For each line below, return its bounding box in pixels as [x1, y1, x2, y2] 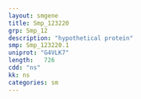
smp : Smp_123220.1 [8, 42, 69, 49]
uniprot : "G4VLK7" [8, 49, 69, 57]
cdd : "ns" [8, 64, 41, 72]
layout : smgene [8, 11, 59, 20]
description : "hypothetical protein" [8, 34, 134, 42]
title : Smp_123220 [8, 19, 69, 27]
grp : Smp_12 [8, 26, 48, 34]
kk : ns [8, 71, 30, 79]
